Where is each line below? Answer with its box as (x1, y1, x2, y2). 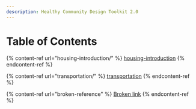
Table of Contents (6, 34, 97, 48)
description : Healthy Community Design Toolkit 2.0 (6, 8, 138, 15)
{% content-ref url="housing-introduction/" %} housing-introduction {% (6, 54, 185, 62)
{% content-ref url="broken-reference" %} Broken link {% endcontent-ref (6, 90, 189, 98)
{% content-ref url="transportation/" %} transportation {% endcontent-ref (6, 72, 190, 80)
